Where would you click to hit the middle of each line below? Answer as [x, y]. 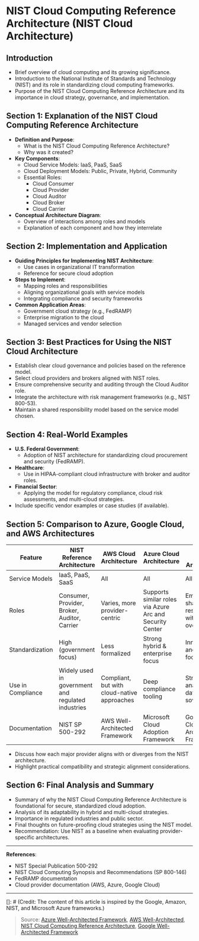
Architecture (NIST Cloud [70, 23]
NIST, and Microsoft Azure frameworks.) [55, 908]
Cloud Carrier [49, 209]
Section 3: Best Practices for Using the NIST [89, 342]
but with [112, 686]
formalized [116, 654]
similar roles [160, 600]
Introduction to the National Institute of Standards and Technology [95, 79]
